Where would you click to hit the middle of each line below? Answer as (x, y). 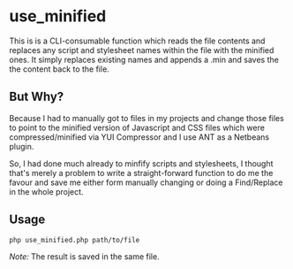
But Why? (37, 97)
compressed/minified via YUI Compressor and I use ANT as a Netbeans (139, 137)
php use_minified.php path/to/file (75, 240)
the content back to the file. (60, 69)
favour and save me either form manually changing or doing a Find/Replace (146, 182)
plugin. (22, 146)
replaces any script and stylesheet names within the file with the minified (142, 50)
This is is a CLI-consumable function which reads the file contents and (137, 41)
